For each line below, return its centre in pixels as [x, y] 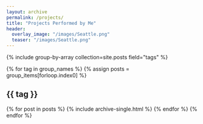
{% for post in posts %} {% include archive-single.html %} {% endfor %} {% [102, 109]
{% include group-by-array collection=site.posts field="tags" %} [87, 57]
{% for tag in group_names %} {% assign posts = [68, 69]
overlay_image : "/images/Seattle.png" [61, 34]
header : [16, 29]
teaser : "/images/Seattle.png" [51, 40]
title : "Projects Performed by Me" [51, 23]
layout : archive [27, 12]
